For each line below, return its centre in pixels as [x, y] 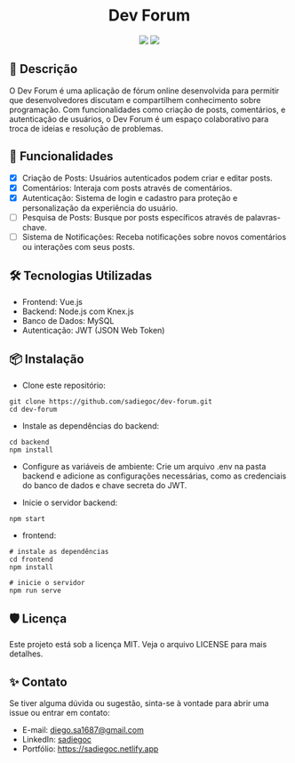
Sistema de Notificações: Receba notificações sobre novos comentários [154, 237]
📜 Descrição [44, 69]
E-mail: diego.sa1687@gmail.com [83, 730]
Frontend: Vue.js [52, 301]
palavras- [263, 217]
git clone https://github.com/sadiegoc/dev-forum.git [111, 401]
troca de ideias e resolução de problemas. [86, 128]
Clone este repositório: [64, 385]
